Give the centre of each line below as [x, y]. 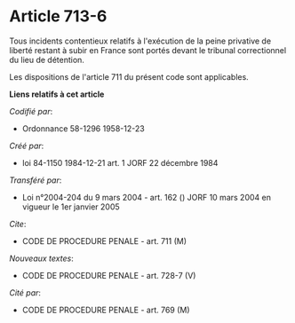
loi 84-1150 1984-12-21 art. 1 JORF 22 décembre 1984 [120, 162]
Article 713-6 [58, 16]
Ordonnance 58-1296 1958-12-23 [83, 128]
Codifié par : [31, 111]
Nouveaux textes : [41, 258]
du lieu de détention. [47, 59]
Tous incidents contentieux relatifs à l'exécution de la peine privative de [140, 41]
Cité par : [25, 292]
